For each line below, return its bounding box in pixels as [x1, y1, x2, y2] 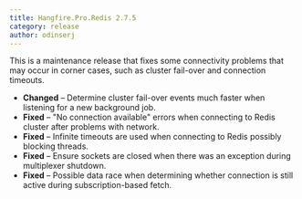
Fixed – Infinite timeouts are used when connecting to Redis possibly [22, 131, 282, 142]
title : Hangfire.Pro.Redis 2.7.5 [9, 13, 137, 23]
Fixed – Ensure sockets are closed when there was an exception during [22, 151, 292, 162]
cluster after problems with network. [22, 121, 160, 132]
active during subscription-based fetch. [22, 180, 172, 191]
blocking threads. [22, 141, 89, 152]
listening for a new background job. [22, 102, 157, 113]
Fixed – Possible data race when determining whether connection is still [22, 170, 294, 181]
